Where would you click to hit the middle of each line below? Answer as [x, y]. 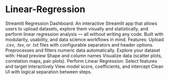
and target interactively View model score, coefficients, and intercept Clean [84, 66]
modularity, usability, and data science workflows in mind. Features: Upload [84, 39]
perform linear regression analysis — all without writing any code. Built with [84, 34]
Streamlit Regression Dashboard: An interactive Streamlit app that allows [81, 23]
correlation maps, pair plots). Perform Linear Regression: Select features [81, 61]
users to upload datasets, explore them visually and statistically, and [77, 28]
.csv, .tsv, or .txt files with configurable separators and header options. [79, 45]
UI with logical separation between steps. [49, 71]
